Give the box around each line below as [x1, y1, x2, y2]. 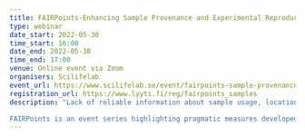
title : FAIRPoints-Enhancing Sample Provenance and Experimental [9, 13, 261, 23]
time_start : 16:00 [9, 38, 79, 48]
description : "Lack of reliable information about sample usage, [9, 97, 261, 107]
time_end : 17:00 [9, 55, 71, 64]
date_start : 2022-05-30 [9, 30, 100, 39]
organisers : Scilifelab [9, 73, 100, 82]
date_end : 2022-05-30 [9, 47, 92, 56]
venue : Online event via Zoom [9, 64, 124, 73]
